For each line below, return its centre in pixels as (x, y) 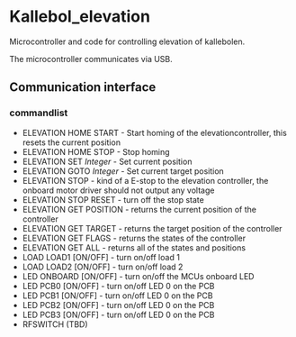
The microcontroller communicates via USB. (91, 59)
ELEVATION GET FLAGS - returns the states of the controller (134, 238)
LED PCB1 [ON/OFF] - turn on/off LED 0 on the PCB (117, 296)
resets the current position (72, 142)
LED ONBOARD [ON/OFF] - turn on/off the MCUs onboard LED (138, 276)
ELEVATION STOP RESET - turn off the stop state (113, 199)
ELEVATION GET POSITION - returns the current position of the (139, 209)
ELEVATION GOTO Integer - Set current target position (123, 171)
